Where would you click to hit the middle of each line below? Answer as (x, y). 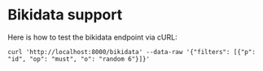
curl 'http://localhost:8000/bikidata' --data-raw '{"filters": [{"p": (131, 52)
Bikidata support (65, 15)
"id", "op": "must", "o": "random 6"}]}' (79, 59)
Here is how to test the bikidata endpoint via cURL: (92, 37)
